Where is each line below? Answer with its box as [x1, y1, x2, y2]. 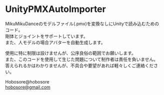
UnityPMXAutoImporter [5, 3, 106, 15]
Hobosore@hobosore [5, 78, 49, 84]
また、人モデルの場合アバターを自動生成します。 [5, 39, 106, 45]
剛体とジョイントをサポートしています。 [5, 33, 88, 39]
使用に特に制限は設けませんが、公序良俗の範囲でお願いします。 [5, 50, 136, 56]
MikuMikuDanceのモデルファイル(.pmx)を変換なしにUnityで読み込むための [5, 20, 159, 26]
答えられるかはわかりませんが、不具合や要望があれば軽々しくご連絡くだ [5, 62, 154, 68]
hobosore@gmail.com [5, 84, 51, 90]
